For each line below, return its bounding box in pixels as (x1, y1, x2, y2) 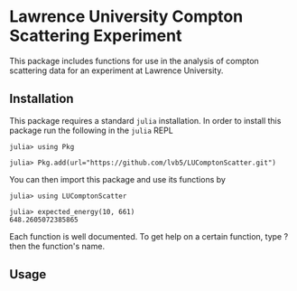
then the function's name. (9, 240, 106, 251)
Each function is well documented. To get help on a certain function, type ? (9, 230, 289, 241)
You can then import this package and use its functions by (9, 174, 226, 184)
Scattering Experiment (9, 25, 182, 46)
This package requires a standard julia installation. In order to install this (9, 115, 282, 126)
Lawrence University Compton (9, 6, 244, 27)
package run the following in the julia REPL (9, 125, 173, 136)
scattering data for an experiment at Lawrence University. (9, 65, 224, 76)
